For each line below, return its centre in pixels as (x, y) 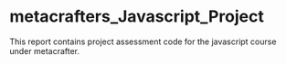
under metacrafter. (45, 50)
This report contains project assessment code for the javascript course (143, 41)
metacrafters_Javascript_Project (137, 17)
